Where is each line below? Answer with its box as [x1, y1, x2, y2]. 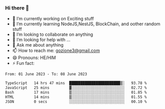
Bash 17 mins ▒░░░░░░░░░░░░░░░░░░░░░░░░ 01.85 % [5, 90, 147, 95]
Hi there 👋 [5, 4, 30, 11]
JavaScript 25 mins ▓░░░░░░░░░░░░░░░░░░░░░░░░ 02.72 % [5, 85, 147, 91]
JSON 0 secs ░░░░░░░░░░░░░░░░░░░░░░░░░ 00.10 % [5, 99, 147, 104]
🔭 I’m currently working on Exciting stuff [12, 16, 94, 22]
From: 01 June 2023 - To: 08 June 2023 [5, 72, 87, 77]
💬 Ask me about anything [12, 42, 64, 48]
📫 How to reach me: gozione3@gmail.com [12, 48, 100, 54]
